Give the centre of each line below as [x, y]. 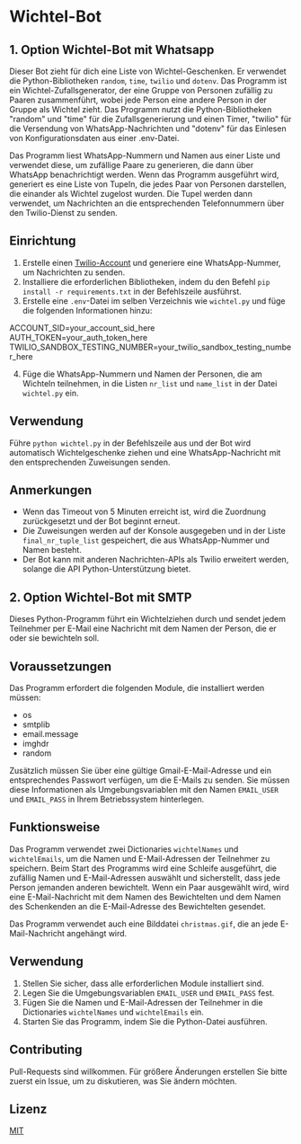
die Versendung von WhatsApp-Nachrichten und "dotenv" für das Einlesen [148, 129]
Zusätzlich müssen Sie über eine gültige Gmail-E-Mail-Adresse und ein [141, 771]
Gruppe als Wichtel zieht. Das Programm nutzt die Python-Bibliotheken [141, 109]
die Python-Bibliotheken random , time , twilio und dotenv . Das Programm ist [148, 81]
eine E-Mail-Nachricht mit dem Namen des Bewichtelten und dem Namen [145, 897]
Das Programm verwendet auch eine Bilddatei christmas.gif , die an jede [144, 924]
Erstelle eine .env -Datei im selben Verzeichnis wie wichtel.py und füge [154, 301]
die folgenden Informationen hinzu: [87, 310]
